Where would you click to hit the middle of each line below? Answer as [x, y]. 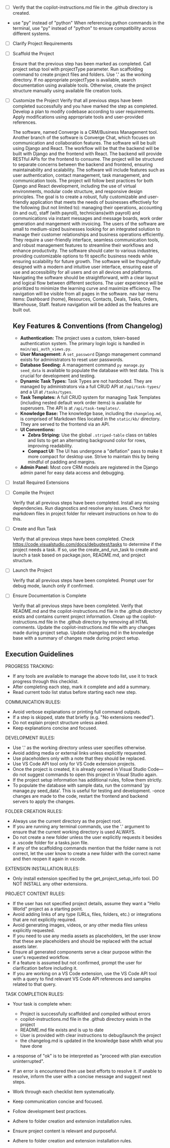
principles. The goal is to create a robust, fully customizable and [79, 197]
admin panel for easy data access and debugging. [72, 473]
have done [31, 1046]
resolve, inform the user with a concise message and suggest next [82, 1077]
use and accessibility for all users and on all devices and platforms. [82, 272]
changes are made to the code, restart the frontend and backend [80, 796]
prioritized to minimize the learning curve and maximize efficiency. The [87, 288]
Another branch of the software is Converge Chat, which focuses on [84, 138]
